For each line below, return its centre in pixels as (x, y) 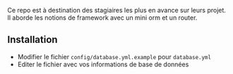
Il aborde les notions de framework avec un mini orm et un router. (102, 18)
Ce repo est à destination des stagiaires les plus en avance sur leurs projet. (116, 10)
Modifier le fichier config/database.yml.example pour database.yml (114, 56)
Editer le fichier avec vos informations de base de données (103, 64)
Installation (32, 40)
